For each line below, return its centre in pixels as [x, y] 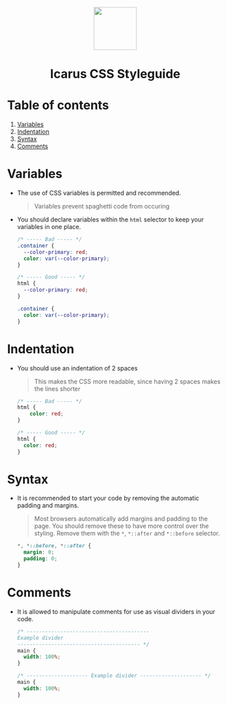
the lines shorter [57, 389]
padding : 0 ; [40, 559]
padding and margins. [48, 505]
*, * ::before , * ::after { [54, 546]
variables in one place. [49, 227]
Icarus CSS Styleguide [115, 74]
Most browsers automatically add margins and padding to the [121, 519]
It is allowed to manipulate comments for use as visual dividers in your [116, 611]
